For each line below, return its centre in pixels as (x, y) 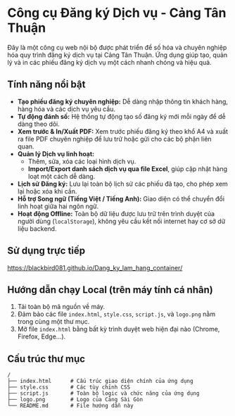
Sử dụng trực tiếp (46, 251)
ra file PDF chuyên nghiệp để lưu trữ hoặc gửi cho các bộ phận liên (115, 139)
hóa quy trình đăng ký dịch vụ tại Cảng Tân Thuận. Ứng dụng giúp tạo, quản (118, 55)
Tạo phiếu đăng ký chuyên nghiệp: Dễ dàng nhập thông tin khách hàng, (123, 101)
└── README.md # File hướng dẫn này (70, 406)
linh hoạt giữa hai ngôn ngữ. (58, 206)
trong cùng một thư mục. (53, 322)
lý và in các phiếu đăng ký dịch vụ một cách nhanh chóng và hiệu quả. (110, 62)
